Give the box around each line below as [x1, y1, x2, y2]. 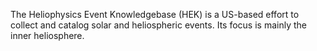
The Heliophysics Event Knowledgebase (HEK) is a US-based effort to [10, 9, 300, 20]
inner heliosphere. [10, 30, 85, 41]
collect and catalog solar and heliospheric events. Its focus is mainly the [10, 19, 307, 31]
